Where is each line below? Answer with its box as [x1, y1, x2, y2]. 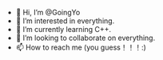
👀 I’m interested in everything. [15, 16, 115, 26]
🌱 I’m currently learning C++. [15, 25, 112, 34]
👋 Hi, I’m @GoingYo [15, 8, 81, 17]
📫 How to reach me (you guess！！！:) [15, 42, 146, 52]
